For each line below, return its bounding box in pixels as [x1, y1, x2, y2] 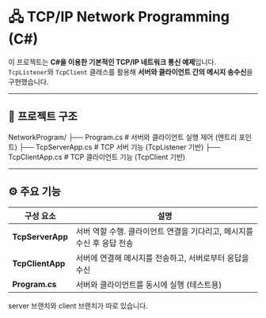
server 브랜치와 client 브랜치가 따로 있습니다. [8, 301, 148, 310]
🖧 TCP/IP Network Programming [8, 8, 230, 26]
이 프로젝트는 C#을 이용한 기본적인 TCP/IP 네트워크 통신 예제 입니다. [8, 57, 217, 66]
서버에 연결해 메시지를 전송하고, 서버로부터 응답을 [75, 252, 249, 263]
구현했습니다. [8, 77, 49, 86]
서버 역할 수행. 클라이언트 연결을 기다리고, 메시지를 [75, 225, 253, 237]
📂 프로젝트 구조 [8, 110, 78, 123]
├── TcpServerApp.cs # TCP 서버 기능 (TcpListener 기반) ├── [18, 142, 221, 152]
